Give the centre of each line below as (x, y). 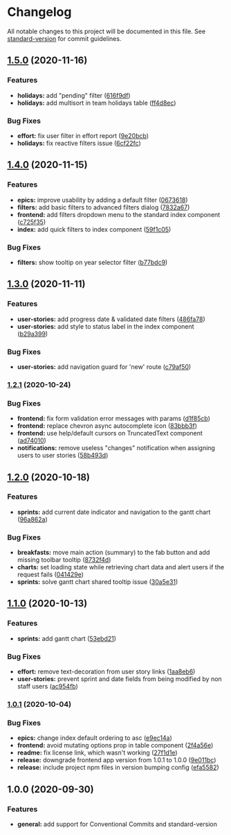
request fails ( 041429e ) (50, 575)
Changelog (39, 12)
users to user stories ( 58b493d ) (63, 456)
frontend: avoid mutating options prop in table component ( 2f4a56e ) (115, 746)
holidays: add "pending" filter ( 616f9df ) (74, 95)
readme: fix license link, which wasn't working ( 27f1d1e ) (97, 752)
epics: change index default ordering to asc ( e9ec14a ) (95, 738)
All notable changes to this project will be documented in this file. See (107, 31)
